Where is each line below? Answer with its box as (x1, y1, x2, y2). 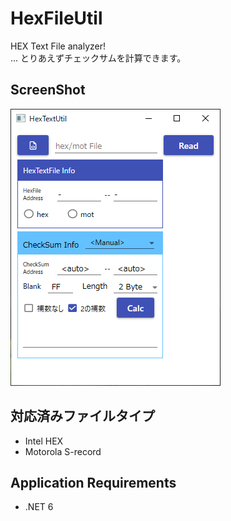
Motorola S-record (24, 445, 102, 457)
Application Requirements (10, 474, 177, 491)
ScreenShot (10, 82, 86, 99)
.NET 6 (24, 501, 54, 513)
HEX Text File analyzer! (10, 40, 106, 52)
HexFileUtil (10, 7, 103, 30)
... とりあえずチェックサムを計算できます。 (10, 52, 187, 64)
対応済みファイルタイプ (10, 408, 155, 425)
